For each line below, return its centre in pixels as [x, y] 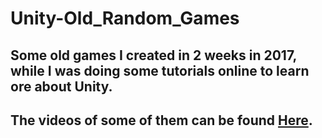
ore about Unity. [61, 86]
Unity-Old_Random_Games [125, 18]
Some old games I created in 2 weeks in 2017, [153, 55]
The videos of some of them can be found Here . [161, 120]
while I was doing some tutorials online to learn [160, 70]
